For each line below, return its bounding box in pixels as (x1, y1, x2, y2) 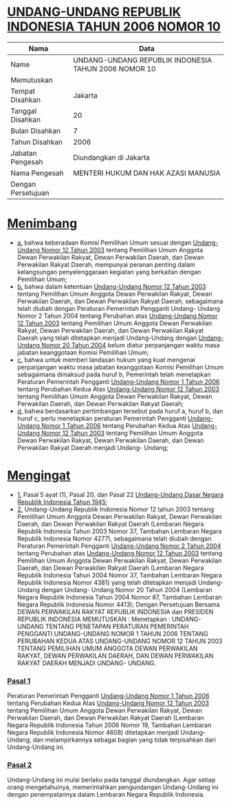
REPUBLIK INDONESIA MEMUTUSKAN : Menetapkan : (16, 615, 170, 623)
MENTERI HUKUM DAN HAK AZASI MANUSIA (73, 168, 221, 178)
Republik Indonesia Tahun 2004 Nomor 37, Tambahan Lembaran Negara (16, 571, 222, 579)
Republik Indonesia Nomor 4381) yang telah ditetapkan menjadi (16, 578, 197, 587)
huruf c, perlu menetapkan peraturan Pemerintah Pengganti (16, 414, 187, 422)
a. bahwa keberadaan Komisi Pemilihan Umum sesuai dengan (16, 238, 192, 247)
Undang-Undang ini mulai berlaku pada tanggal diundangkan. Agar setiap (7, 776, 216, 784)
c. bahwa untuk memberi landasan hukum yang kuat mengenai (16, 356, 195, 364)
